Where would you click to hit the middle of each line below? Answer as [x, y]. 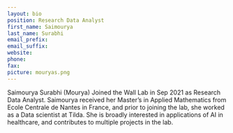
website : [20, 53]
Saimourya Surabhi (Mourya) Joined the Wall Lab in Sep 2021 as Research [114, 92]
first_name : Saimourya [40, 27]
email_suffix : [28, 46]
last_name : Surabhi [36, 33]
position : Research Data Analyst [56, 20]
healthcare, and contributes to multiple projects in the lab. [90, 122]
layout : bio [24, 14]
